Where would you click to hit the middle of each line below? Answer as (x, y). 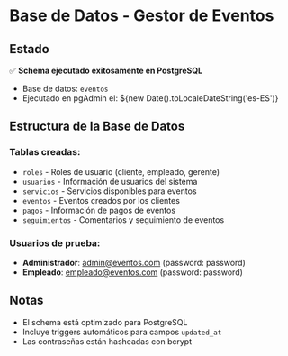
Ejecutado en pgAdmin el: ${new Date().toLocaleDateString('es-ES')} (150, 98)
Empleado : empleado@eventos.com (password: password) (132, 272)
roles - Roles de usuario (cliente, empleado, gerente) (121, 171)
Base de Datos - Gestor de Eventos (142, 16)
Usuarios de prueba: (55, 242)
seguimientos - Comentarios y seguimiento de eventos (123, 219)
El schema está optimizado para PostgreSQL (105, 322)
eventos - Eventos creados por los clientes (101, 200)
